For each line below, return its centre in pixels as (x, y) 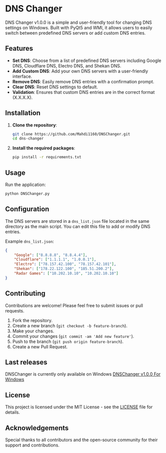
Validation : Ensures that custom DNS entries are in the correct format (83, 92)
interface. (22, 76)
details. (13, 412)
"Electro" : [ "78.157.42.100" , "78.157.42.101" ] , (65, 264)
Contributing (25, 293)
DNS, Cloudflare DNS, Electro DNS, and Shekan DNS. (67, 65)
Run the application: (26, 185)
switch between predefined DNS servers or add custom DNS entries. (76, 33)
